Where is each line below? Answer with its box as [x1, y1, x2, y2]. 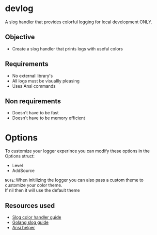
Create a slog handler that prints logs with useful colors [12, 46, 123, 51]
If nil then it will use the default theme [5, 188, 80, 193]
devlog [5, 3, 34, 14]
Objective [5, 33, 35, 41]
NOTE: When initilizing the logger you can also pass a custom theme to [5, 177, 144, 183]
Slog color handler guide [12, 214, 62, 220]
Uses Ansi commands [12, 83, 56, 89]
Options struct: [5, 153, 35, 159]
